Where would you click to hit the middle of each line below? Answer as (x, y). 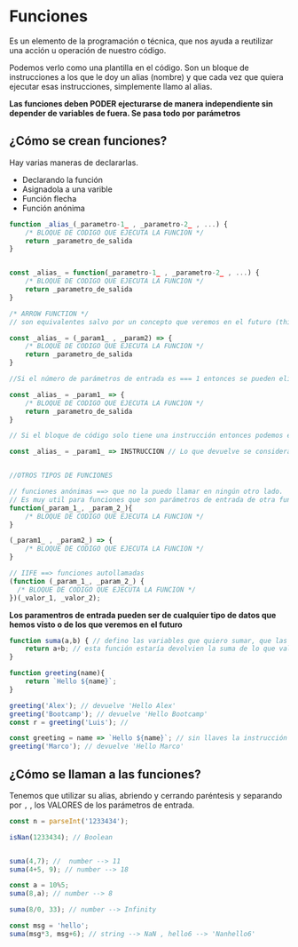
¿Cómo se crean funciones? (88, 141)
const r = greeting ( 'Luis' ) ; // (69, 722)
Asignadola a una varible (67, 189)
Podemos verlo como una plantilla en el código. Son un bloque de (129, 68)
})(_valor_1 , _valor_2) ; (55, 598)
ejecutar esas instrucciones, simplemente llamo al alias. (111, 86)
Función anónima (54, 208)
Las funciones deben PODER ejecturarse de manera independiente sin (141, 103)
